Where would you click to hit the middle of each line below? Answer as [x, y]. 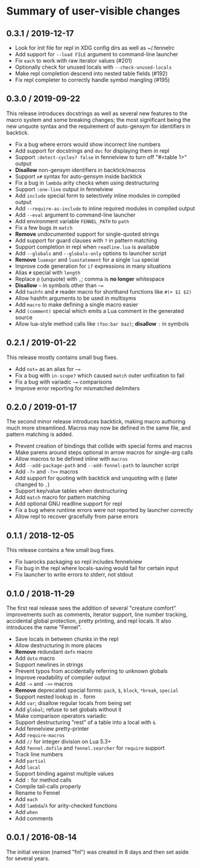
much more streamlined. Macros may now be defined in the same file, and [99, 428]
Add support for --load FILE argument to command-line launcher [97, 54]
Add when [26, 812]
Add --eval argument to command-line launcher [75, 215]
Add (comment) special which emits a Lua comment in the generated [99, 311]
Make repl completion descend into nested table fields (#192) [91, 73]
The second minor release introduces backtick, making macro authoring [96, 422]
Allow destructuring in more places [59, 645]
